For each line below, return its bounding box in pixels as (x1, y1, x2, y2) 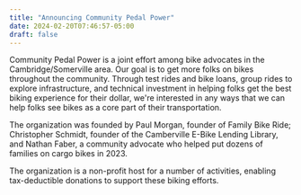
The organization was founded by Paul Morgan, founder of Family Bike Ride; (9, 120, 292, 130)
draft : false (9, 30, 58, 39)
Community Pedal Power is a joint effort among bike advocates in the (9, 55, 265, 66)
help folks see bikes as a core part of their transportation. (9, 102, 222, 113)
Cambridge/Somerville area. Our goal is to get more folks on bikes (9, 64, 254, 75)
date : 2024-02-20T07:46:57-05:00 (9, 22, 135, 31)
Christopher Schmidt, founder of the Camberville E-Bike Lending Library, (9, 129, 279, 140)
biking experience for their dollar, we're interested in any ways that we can (9, 93, 286, 103)
